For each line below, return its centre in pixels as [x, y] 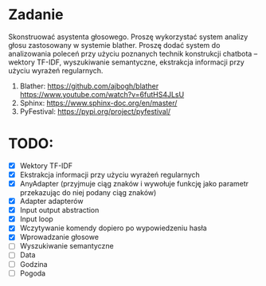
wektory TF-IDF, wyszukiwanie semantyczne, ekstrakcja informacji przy [126, 62]
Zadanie [36, 15]
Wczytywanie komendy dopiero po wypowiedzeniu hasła [113, 228]
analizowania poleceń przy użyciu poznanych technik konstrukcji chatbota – [133, 53]
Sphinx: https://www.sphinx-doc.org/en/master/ [98, 103]
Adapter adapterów [51, 202]
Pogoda [33, 273]
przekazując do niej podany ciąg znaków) [88, 193]
